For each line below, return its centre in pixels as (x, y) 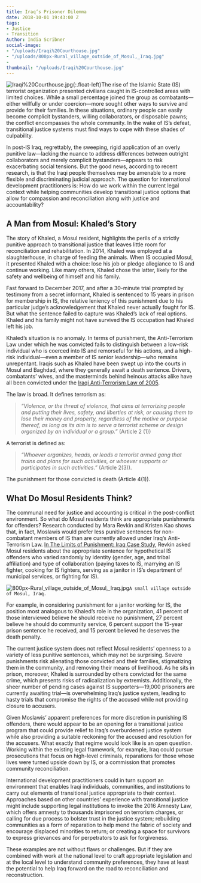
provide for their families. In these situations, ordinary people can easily (94, 110)
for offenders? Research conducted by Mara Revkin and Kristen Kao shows (99, 525)
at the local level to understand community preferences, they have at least (98, 862)
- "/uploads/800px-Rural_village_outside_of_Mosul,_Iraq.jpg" (85, 56)
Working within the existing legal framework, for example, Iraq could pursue (100, 749)
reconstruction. (25, 875)
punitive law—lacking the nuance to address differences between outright (97, 154)
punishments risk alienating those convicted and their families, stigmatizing (99, 661)
